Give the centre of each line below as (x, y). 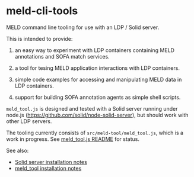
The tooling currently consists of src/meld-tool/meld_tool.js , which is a (95, 133)
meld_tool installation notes (48, 168)
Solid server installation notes (51, 162)
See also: (18, 150)
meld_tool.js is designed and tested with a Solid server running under (92, 108)
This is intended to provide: (39, 38)
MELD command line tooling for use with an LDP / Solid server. (83, 27)
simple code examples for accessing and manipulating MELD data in (98, 79)
